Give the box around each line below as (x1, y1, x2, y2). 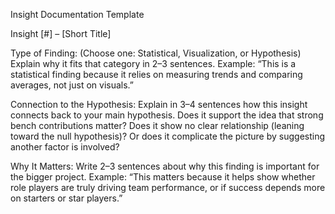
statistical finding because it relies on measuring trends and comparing (10, 69, 303, 80)
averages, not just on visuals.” (10, 79, 134, 91)
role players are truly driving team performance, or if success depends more (10, 182, 326, 193)
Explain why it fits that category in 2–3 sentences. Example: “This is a (10, 58, 297, 69)
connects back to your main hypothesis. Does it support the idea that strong (10, 109, 324, 121)
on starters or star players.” (10, 192, 123, 204)
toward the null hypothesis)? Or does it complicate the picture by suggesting (10, 130, 326, 142)
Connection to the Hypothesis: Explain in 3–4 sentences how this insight (10, 99, 308, 110)
